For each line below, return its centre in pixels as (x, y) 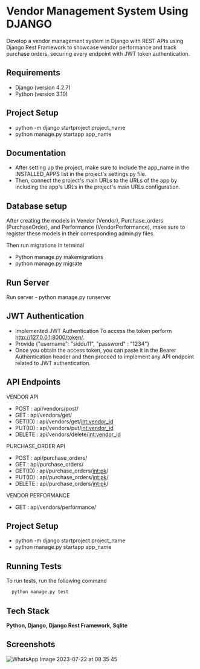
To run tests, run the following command (56, 581)
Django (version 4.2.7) (43, 87)
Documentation (36, 153)
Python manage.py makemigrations (59, 257)
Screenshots (31, 644)
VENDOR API (22, 397)
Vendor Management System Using (97, 11)
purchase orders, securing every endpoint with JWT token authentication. (98, 53)
